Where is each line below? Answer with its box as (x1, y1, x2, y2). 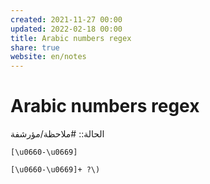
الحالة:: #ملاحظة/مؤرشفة (10, 128, 105, 140)
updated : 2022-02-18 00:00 (10, 24, 123, 34)
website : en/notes (10, 52, 87, 62)
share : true (10, 42, 60, 53)
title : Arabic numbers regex (10, 33, 132, 43)
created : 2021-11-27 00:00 (10, 14, 123, 25)
